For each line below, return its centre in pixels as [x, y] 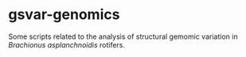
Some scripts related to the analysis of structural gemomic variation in [123, 36]
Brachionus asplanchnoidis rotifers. [67, 44]
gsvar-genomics [64, 15]
